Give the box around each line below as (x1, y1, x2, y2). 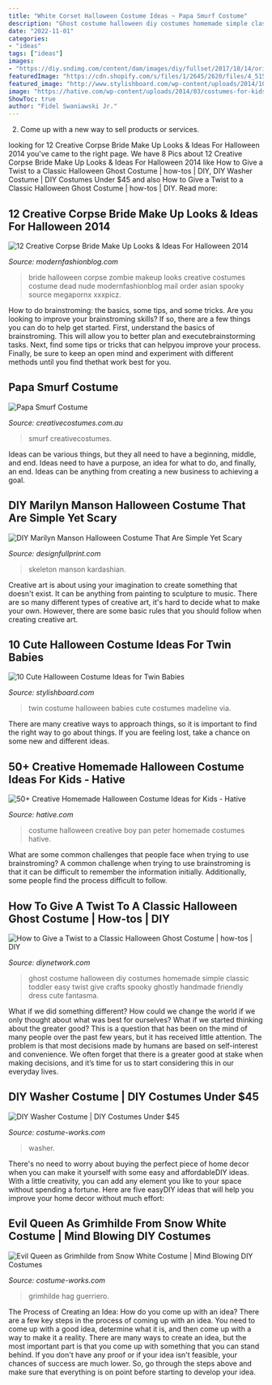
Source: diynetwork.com (8, 958, 91, 967)
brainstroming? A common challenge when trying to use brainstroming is (8, 859, 251, 868)
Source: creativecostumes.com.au (8, 418, 124, 427)
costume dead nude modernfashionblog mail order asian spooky (28, 281, 244, 290)
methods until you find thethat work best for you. (8, 357, 172, 367)
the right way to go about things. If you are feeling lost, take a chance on (8, 727, 251, 738)
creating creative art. (8, 614, 79, 624)
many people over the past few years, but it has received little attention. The (8, 1032, 262, 1042)
